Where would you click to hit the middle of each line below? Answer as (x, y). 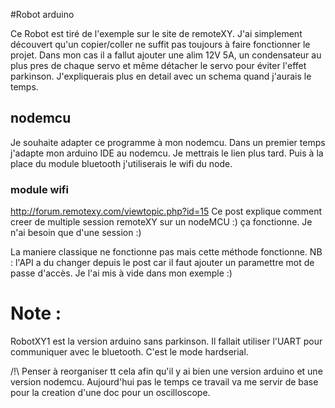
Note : (36, 313)
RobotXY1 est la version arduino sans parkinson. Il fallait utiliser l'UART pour (166, 341)
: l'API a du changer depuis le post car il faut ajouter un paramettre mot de (162, 263)
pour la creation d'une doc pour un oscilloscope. (110, 393)
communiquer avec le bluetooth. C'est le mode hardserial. (129, 352)
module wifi (39, 189)
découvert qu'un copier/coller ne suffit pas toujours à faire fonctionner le (160, 44)
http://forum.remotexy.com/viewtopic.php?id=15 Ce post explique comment (166, 211)
